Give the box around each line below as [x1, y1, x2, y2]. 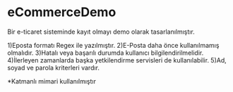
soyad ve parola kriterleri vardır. [7, 63, 100, 72]
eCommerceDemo [7, 4, 116, 20]
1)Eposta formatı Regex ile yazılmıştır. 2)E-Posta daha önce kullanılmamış [7, 41, 220, 49]
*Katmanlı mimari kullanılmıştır [7, 77, 97, 85]
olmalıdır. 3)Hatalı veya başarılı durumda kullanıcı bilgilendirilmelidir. [7, 48, 204, 57]
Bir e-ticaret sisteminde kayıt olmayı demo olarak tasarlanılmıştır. [7, 27, 196, 36]
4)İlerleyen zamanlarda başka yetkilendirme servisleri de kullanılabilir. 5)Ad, [7, 55, 227, 64]
